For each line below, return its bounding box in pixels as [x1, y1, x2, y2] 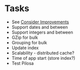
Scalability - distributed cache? [11, 50, 75, 56]
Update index [11, 45, 39, 51]
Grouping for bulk [11, 39, 47, 45]
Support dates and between [11, 24, 68, 30]
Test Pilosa [11, 60, 34, 66]
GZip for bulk [11, 35, 39, 40]
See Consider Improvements [11, 19, 69, 25]
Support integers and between [11, 29, 74, 35]
